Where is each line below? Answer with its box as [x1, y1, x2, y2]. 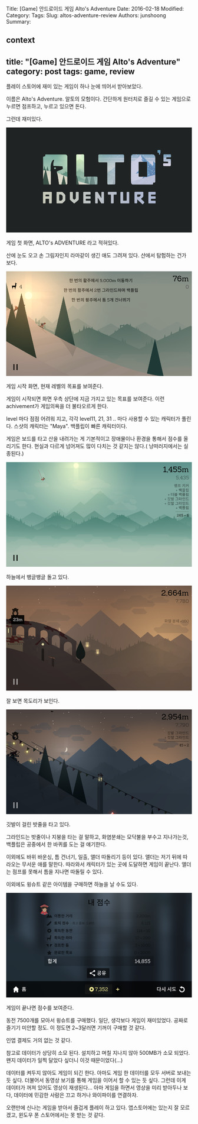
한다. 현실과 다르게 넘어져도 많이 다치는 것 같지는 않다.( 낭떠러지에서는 [21, 443, 183, 450]
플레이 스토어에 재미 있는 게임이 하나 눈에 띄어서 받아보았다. [6, 83, 143, 90]
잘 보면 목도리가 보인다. [6, 697, 60, 704]
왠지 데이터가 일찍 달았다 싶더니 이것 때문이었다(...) [6, 1057, 123, 1064]
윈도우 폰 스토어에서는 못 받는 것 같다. [18, 1112, 105, 1119]
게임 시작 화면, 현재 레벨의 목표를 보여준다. [6, 382, 104, 389]
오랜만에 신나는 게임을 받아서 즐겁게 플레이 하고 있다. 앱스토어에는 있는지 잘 [6, 1104, 179, 1111]
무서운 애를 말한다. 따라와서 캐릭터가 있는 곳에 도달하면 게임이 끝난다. [21, 861, 181, 868]
